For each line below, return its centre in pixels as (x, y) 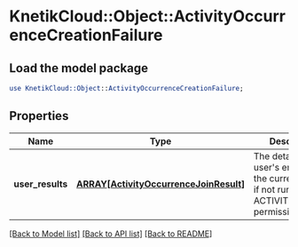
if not (264, 189)
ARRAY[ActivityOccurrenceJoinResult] (161, 184)
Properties (39, 116)
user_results (41, 184)
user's (267, 167)
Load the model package (79, 68)
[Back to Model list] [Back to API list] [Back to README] (111, 234)
